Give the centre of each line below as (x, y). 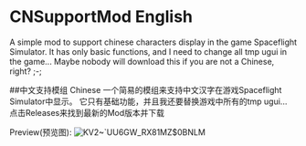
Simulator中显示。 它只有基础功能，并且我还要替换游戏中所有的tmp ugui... (148, 101)
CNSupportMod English (101, 17)
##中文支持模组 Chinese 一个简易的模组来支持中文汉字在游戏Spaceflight (146, 89)
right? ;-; (26, 71)
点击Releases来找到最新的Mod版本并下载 (87, 112)
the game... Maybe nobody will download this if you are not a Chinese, (142, 61)
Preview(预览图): (41, 132)
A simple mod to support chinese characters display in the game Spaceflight (153, 42)
